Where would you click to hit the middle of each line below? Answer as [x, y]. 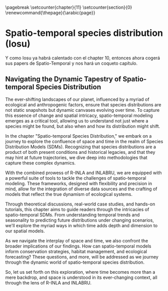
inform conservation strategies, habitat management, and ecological [76, 251]
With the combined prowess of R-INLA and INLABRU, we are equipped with [83, 173]
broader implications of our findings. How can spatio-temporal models [78, 246]
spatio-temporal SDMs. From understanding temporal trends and [73, 215]
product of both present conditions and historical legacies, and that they [80, 152]
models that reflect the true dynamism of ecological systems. [69, 194]
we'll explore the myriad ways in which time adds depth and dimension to [81, 225]
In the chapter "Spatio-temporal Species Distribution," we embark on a [79, 136]
